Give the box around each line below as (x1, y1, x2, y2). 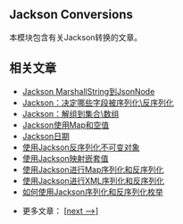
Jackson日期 (21, 130, 70, 141)
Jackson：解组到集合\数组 (21, 108, 120, 119)
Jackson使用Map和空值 (21, 120, 110, 130)
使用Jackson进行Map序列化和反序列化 (21, 164, 164, 175)
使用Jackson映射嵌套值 (21, 153, 109, 163)
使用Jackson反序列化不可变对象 (21, 142, 140, 153)
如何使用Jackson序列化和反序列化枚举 (21, 187, 163, 197)
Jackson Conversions (9, 7, 134, 22)
